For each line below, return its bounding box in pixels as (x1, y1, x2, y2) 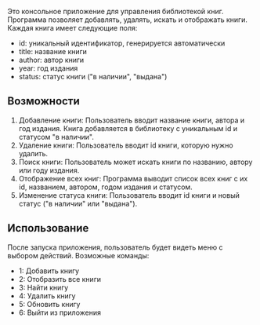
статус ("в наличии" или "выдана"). (18, 199, 138, 208)
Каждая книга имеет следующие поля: (7, 24, 138, 32)
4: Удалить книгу (18, 290, 76, 301)
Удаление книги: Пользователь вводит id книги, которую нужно (18, 141, 233, 150)
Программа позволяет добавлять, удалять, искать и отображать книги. (7, 15, 247, 24)
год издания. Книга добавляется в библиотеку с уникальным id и (18, 123, 238, 133)
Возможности (7, 94, 80, 108)
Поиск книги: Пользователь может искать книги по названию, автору (18, 157, 253, 166)
